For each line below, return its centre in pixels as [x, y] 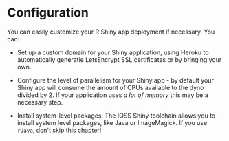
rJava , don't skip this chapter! [59, 130]
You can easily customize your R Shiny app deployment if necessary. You [111, 32]
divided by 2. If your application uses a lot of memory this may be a [112, 95]
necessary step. [40, 102]
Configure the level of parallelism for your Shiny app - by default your [116, 80]
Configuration [48, 13]
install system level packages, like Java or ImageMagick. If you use [112, 122]
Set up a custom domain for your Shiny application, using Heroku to [113, 52]
